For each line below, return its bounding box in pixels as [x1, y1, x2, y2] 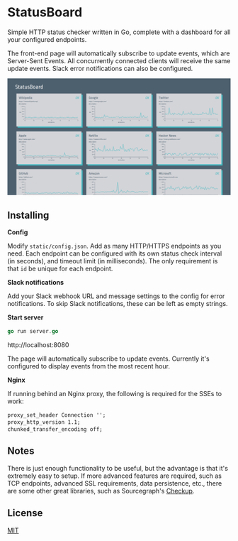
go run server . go [7, 328, 59, 335]
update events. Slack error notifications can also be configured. [7, 64, 193, 72]
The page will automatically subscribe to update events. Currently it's [7, 354, 210, 363]
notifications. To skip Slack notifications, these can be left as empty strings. [7, 300, 228, 308]
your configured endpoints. [7, 35, 87, 43]
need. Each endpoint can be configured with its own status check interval [7, 249, 222, 258]
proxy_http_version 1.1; [7, 418, 81, 426]
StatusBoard [7, 4, 83, 21]
